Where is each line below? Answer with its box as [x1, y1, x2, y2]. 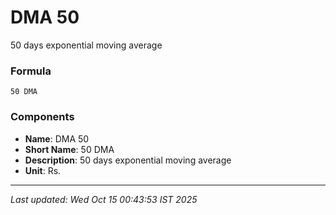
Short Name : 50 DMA [24, 143, 115, 155]
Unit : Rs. [24, 164, 62, 176]
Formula [10, 64, 52, 78]
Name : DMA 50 [24, 132, 90, 145]
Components [10, 110, 75, 124]
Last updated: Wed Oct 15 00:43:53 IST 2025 [10, 193, 198, 205]
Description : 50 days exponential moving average [24, 154, 232, 166]
